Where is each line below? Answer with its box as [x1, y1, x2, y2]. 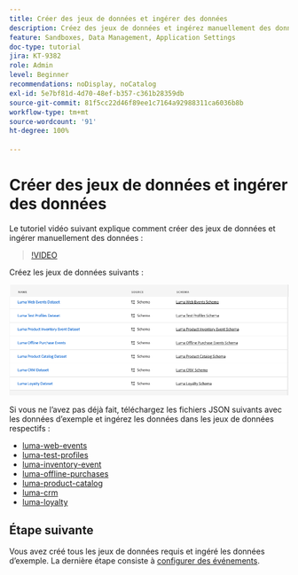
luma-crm [21, 487, 59, 498]
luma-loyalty [21, 497, 68, 508]
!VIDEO [30, 249, 58, 260]
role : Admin [9, 61, 53, 70]
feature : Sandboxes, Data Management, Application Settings [9, 33, 237, 42]
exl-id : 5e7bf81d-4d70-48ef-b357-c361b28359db [9, 89, 184, 97]
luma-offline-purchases [21, 469, 109, 479]
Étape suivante [9, 523, 94, 538]
